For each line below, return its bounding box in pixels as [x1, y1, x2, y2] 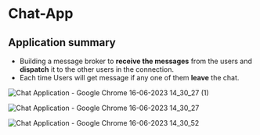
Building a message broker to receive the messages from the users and [19, 56, 253, 66]
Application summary [8, 36, 116, 49]
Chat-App [8, 5, 74, 23]
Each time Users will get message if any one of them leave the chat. [19, 73, 240, 82]
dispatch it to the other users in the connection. [19, 65, 175, 74]
